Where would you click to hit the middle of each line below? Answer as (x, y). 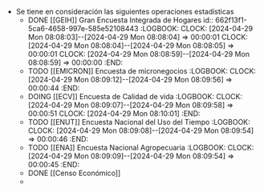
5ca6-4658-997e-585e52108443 (83, 28)
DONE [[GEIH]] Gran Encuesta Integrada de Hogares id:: (121, 20)
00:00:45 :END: (54, 164)
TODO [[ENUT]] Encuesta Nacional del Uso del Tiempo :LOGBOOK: (139, 122)
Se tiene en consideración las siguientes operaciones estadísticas (125, 12)
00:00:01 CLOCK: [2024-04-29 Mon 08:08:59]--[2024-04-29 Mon (139, 54)
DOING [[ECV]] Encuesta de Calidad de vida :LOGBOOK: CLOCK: (135, 96)
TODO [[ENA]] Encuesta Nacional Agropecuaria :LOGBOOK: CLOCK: (141, 148)
